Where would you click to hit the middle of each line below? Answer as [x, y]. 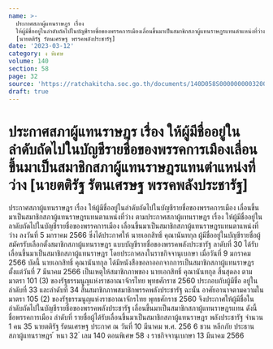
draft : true [28, 91]
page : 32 [23, 76]
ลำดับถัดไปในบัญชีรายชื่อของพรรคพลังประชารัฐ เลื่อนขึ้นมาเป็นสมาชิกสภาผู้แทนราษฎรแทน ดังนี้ [133, 308]
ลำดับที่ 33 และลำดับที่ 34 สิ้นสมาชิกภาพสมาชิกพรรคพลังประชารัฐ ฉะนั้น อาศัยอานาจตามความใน [136, 290]
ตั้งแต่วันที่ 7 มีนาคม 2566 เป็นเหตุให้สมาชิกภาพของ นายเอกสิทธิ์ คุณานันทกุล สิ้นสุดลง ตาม [130, 272]
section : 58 [28, 69]
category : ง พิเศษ [36, 54]
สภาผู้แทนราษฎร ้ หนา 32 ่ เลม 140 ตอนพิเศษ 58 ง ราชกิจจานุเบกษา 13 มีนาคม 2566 [126, 336]
